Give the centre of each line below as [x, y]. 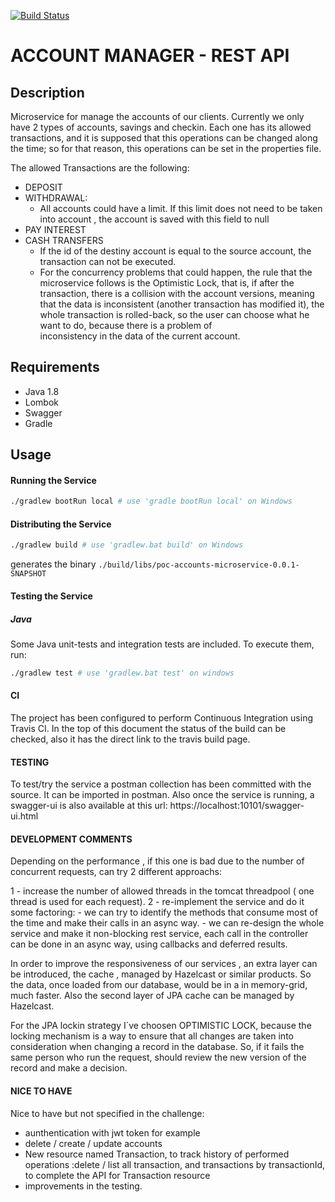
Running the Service [53, 480]
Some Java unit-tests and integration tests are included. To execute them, [162, 644]
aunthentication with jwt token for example [112, 1132]
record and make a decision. [69, 1068]
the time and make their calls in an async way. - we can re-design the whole [167, 923]
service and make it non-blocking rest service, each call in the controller [159, 934]
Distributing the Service [61, 524]
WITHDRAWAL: [56, 198]
